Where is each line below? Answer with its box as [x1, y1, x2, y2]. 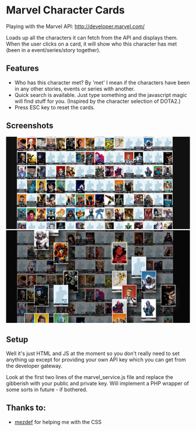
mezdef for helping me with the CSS [14, 418, 102, 425]
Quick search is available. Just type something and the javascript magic [14, 91, 187, 98]
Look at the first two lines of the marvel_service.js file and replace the [6, 374, 173, 381]
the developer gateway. [6, 363, 63, 370]
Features [6, 64, 39, 74]
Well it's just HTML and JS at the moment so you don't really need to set [6, 350, 180, 357]
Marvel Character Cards [6, 4, 125, 17]
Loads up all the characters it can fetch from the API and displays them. [6, 34, 178, 41]
